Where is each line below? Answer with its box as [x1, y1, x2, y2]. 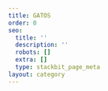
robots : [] [15, 48, 51, 56]
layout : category [8, 70, 65, 78]
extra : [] [15, 56, 47, 64]
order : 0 [8, 19, 37, 27]
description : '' [15, 41, 69, 49]
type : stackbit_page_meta [15, 63, 101, 71]
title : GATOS [8, 11, 51, 20]
